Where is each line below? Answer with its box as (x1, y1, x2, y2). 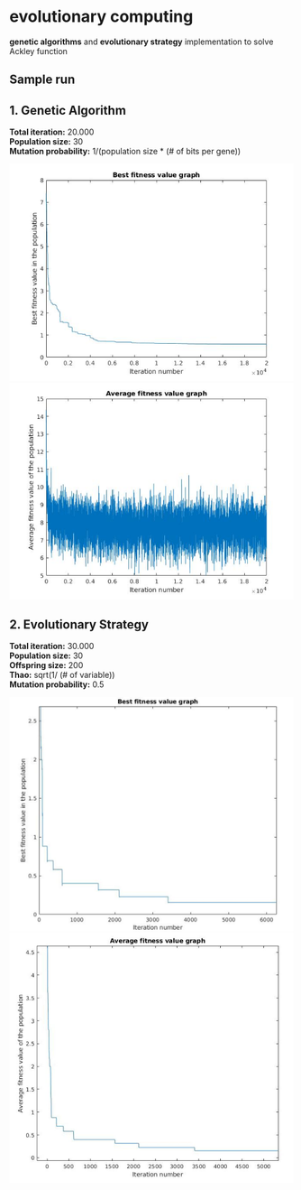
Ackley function (9, 45, 68, 56)
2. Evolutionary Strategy (9, 617, 150, 632)
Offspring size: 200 (9, 660, 84, 671)
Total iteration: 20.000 (9, 126, 95, 137)
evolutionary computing (9, 6, 194, 27)
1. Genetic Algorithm (9, 102, 126, 118)
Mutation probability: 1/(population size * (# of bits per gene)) (9, 146, 242, 157)
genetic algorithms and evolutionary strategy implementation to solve (9, 36, 274, 47)
